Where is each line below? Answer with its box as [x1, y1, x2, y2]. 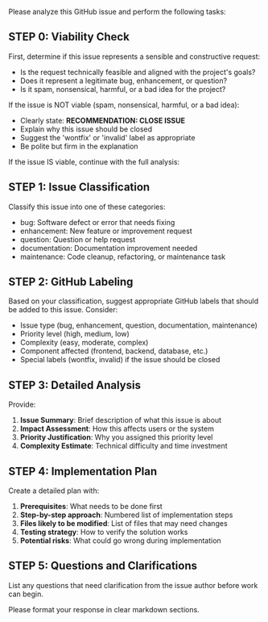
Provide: [8, 399, 36, 410]
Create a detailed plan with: [8, 486, 100, 495]
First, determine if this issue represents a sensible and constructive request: [8, 52, 261, 61]
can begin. [8, 589, 44, 599]
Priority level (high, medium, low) [19, 329, 130, 339]
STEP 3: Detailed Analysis [8, 378, 141, 392]
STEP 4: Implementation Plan [8, 464, 158, 478]
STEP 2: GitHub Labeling [8, 275, 134, 289]
